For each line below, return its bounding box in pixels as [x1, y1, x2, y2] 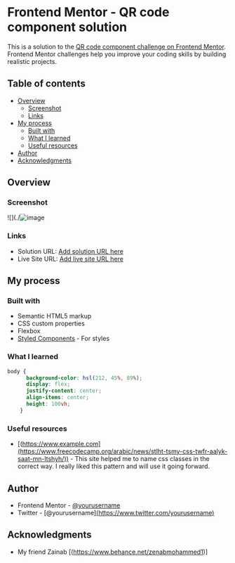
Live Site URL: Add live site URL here [17, 254, 124, 263]
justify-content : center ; [25, 387, 102, 394]
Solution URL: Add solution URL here [17, 247, 124, 255]
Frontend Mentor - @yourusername [17, 500, 121, 510]
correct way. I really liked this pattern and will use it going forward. [17, 462, 210, 471]
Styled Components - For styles [17, 335, 110, 343]
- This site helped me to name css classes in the [69, 455, 210, 463]
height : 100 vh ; [25, 401, 71, 408]
